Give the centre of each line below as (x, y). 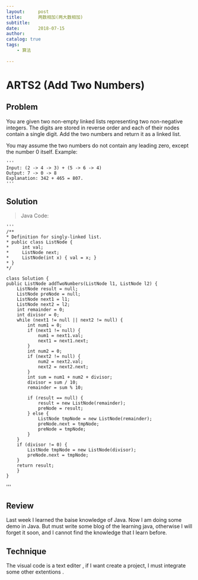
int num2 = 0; (45, 351)
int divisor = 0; (38, 315)
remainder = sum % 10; (55, 388)
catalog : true (24, 39)
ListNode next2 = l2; (43, 305)
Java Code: (35, 216)
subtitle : (18, 23)
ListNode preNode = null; (49, 294)
